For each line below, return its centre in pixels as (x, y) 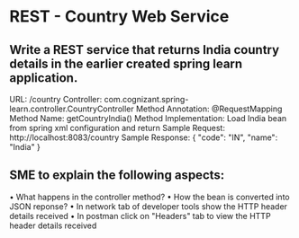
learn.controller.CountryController (72, 109)
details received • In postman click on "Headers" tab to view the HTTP (140, 216)
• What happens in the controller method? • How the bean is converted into (149, 197)
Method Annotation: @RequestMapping (209, 109)
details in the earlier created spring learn (126, 63)
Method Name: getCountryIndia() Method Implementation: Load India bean (148, 118)
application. (44, 78)
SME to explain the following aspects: (117, 176)
